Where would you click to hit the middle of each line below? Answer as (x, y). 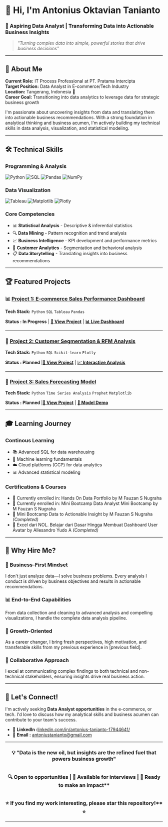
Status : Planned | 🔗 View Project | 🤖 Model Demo (57, 402)
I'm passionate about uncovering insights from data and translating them (80, 112)
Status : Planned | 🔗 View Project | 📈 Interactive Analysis (65, 362)
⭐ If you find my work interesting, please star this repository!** (84, 803)
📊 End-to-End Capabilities (38, 600)
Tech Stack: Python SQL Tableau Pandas (45, 312)
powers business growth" (84, 759)
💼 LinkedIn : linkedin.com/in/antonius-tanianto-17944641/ (71, 730)
